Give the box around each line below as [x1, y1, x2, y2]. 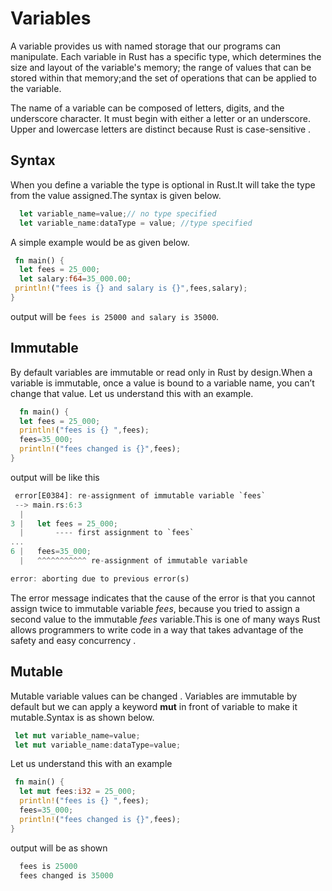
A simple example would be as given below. [10, 236, 190, 248]
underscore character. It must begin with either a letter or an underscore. [10, 112, 311, 124]
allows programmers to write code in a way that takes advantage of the [10, 623, 304, 636]
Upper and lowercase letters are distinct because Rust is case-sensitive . [10, 123, 312, 135]
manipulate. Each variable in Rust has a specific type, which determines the [10, 50, 322, 62]
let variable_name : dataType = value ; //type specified [19, 218, 253, 228]
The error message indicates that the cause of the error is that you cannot [10, 592, 316, 604]
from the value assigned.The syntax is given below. [10, 189, 222, 201]
